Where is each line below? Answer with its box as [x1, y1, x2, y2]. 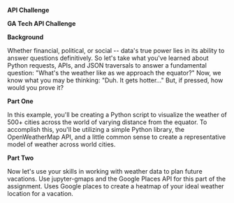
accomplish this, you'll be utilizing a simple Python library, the [7, 126, 185, 133]
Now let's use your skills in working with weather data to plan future [7, 167, 203, 175]
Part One [7, 97, 34, 105]
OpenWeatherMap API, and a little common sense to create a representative [7, 133, 226, 141]
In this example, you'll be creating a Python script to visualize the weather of [7, 111, 227, 119]
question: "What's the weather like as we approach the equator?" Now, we [7, 69, 221, 77]
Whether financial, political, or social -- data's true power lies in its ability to [7, 47, 225, 54]
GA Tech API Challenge [7, 20, 76, 27]
